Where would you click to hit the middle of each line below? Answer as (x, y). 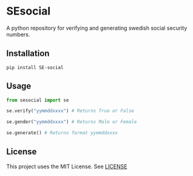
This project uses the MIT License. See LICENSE (67, 166)
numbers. (18, 34)
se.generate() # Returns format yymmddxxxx (62, 133)
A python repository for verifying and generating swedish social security (97, 28)
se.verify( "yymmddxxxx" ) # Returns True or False (70, 111)
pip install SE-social (35, 67)
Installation (28, 54)
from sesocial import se (38, 100)
